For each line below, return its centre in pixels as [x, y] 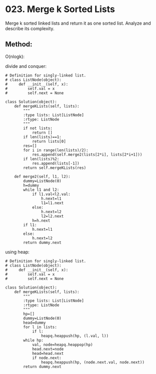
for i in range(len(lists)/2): [56, 150]
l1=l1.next [52, 203]
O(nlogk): [15, 56]
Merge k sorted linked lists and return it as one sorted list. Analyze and [78, 23]
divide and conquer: [26, 66]
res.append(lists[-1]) [56, 163]
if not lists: [38, 128]
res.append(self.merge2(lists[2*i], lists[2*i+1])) [87, 154]
